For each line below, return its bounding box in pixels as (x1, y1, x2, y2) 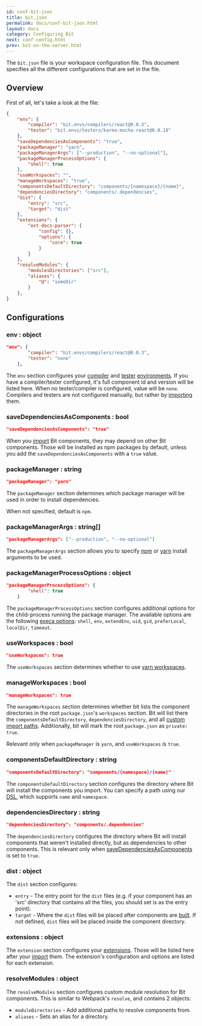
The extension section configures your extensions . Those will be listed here (6, 946, 194, 954)
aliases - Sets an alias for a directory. (14, 1013, 109, 1020)
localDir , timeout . (6, 624, 52, 631)
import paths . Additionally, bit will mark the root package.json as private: (6, 722, 188, 730)
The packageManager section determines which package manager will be (6, 489, 185, 496)
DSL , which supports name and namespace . (6, 793, 109, 800)
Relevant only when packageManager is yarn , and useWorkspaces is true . (6, 740, 181, 748)
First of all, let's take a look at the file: (6, 99, 99, 106)
